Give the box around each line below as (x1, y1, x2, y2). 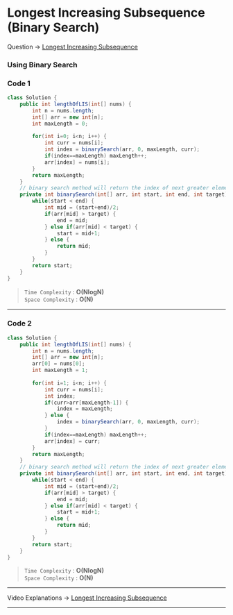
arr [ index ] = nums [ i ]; (44, 158, 110, 166)
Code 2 (7, 319, 33, 328)
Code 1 (7, 78, 31, 88)
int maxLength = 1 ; (32, 367, 89, 374)
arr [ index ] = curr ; (44, 437, 101, 445)
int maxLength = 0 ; (32, 120, 89, 127)
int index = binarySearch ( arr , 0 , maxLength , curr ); (44, 146, 200, 153)
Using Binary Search (7, 60, 78, 69)
